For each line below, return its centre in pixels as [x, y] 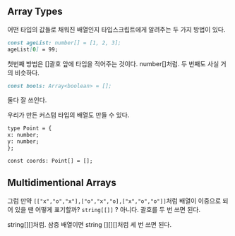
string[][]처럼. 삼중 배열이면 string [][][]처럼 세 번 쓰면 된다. [89, 224]
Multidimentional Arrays [62, 183]
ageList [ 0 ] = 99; [33, 49]
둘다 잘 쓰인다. [27, 100]
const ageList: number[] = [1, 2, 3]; [64, 43]
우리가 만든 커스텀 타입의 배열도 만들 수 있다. [68, 115]
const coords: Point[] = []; [50, 161]
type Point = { [30, 129]
